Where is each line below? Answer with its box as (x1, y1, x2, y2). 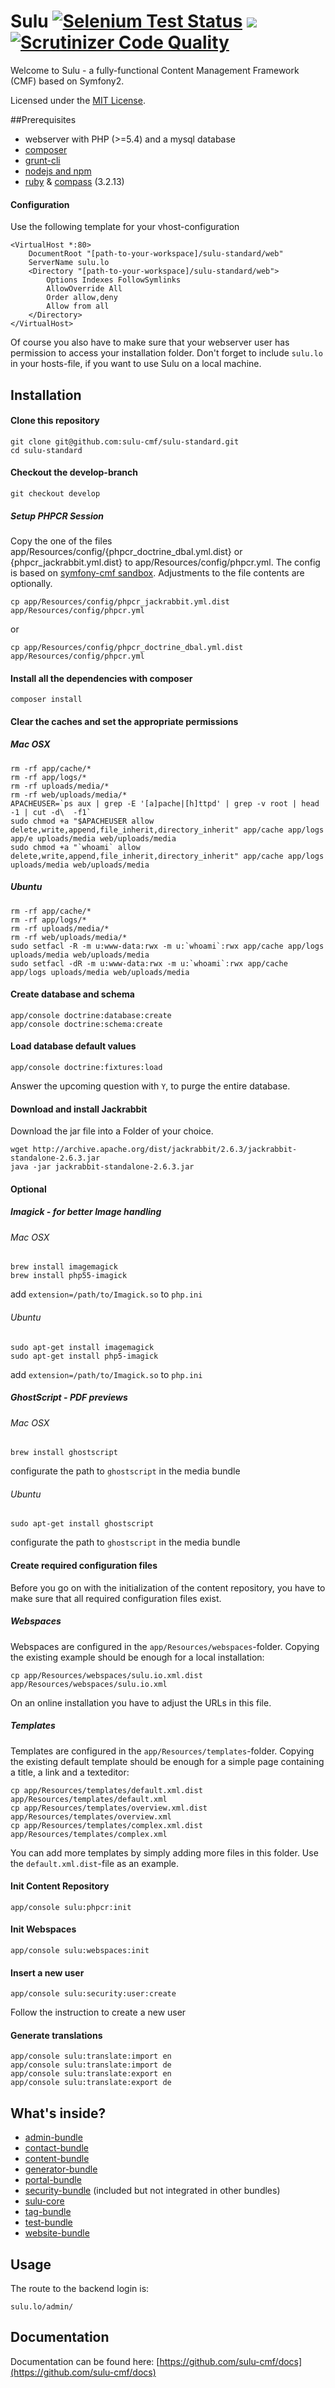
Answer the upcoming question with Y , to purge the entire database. (10, 1080, 291, 1092)
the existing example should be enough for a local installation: (10, 1651, 265, 1663)
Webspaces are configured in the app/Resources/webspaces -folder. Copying (10, 1640, 320, 1652)
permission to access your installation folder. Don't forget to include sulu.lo (10, 347, 323, 359)
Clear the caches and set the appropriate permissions (10, 715, 239, 727)
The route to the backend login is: (10, 2282, 150, 2294)
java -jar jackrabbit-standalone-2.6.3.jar (10, 1162, 195, 1172)
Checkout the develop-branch (10, 466, 139, 479)
